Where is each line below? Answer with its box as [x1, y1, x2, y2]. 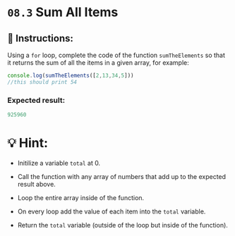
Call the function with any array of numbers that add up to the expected [17, 172, 227, 180]
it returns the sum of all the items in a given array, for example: [7, 58, 189, 67]
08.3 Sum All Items [7, 4, 119, 20]
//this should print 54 [7, 78, 78, 85]
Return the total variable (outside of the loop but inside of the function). [17, 221, 228, 229]
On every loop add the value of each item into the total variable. [17, 207, 206, 216]
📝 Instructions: [7, 32, 74, 44]
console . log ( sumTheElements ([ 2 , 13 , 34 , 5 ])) [7, 72, 134, 79]
